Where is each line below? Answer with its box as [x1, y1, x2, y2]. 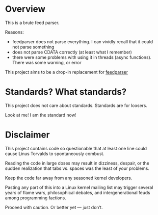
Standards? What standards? [5, 86, 127, 98]
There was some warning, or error [12, 59, 82, 65]
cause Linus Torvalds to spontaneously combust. [5, 151, 105, 157]
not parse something [12, 44, 54, 50]
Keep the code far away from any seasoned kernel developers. [5, 175, 132, 181]
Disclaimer [5, 129, 50, 140]
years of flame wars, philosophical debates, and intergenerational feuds [5, 189, 151, 195]
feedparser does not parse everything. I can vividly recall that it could [12, 38, 153, 45]
